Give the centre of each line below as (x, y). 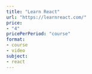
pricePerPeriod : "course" (38, 34)
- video (16, 51)
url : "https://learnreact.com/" (46, 17)
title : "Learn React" (33, 12)
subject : (17, 56)
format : (16, 39)
